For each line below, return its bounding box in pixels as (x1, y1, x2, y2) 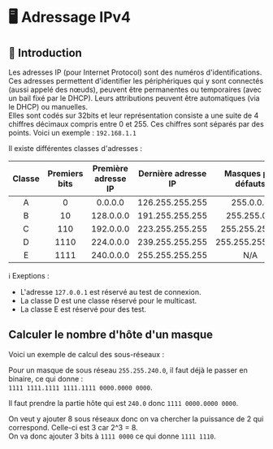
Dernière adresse (137, 168, 207, 179)
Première (92, 163, 128, 174)
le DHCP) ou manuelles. (8, 102, 89, 111)
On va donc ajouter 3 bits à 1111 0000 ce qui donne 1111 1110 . (8, 431, 217, 441)
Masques (224, 168, 262, 179)
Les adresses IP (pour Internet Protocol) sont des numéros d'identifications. (8, 67, 262, 77)
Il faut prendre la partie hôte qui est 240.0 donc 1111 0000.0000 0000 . (8, 398, 239, 408)
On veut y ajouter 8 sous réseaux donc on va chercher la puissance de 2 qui (8, 413, 264, 424)
